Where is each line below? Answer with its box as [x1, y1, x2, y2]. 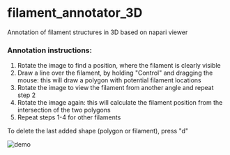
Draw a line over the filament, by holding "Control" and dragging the [17, 68, 213, 77]
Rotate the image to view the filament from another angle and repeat [17, 84, 214, 92]
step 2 [17, 91, 36, 99]
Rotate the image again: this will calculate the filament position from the [17, 98, 223, 107]
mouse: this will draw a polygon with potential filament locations [17, 76, 201, 84]
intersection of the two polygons [17, 106, 111, 115]
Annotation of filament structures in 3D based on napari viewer [7, 28, 188, 36]
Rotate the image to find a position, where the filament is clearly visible [17, 61, 221, 70]
